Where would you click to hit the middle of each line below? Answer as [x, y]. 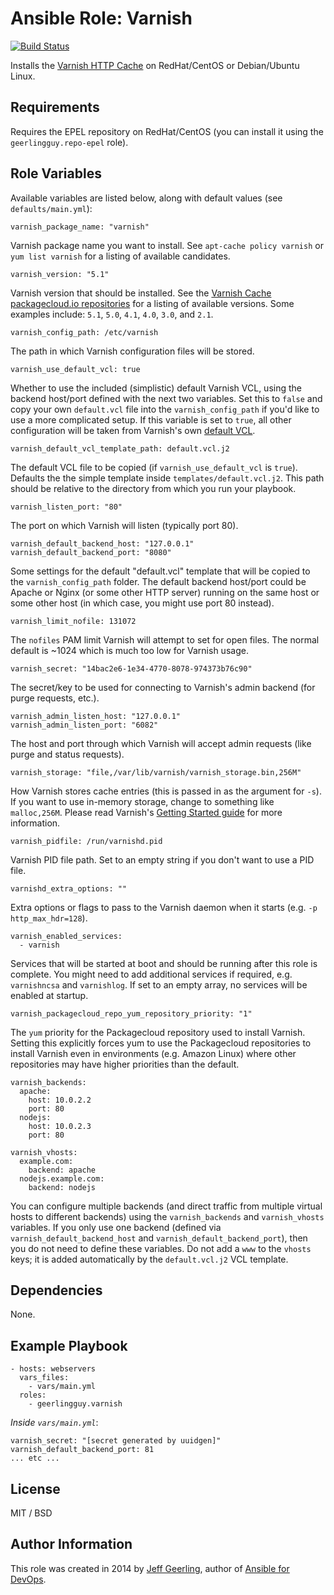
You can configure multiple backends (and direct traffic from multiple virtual [166, 1206]
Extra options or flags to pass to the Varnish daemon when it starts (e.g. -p [164, 907]
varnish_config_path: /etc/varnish [84, 332]
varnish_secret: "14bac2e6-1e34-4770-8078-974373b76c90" [131, 668]
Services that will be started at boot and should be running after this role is [164, 963]
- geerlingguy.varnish [75, 1404]
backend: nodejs [62, 1187]
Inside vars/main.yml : [54, 1423]
